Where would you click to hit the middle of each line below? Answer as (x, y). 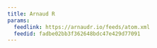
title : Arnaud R (31, 14)
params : (19, 20)
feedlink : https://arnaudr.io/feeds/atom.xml (82, 27)
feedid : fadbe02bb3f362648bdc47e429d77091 (77, 34)
